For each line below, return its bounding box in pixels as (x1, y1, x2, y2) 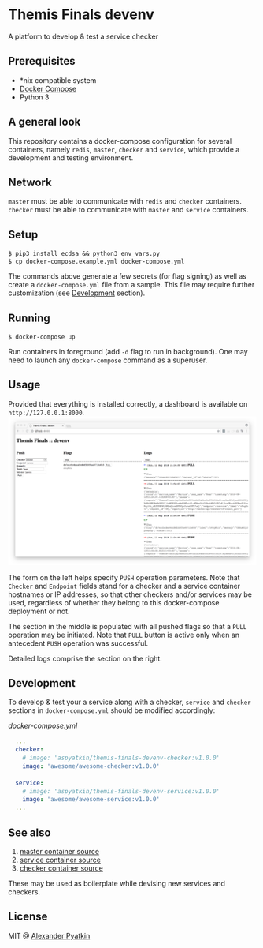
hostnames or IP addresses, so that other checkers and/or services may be (8, 590, 253, 599)
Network (8, 175, 53, 189)
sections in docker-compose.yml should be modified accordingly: (8, 706, 216, 715)
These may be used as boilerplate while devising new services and (8, 879, 226, 889)
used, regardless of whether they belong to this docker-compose (8, 598, 220, 607)
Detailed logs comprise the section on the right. (8, 654, 163, 663)
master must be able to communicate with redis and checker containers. (8, 197, 242, 206)
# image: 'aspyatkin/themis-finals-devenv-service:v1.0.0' (22, 787, 220, 795)
